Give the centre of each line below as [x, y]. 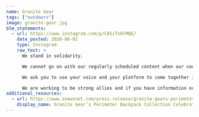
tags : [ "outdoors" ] [30, 17]
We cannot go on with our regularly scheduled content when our [103, 67]
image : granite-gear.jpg [37, 23]
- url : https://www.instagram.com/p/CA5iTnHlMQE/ [74, 34]
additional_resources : [34, 94]
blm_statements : [26, 28]
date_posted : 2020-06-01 [47, 39]
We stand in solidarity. [52, 56]
